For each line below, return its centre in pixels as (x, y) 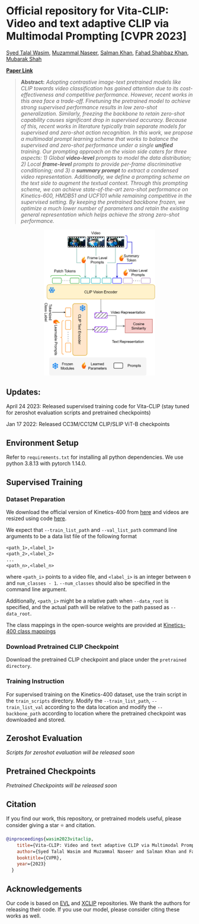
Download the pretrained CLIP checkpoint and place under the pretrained (96, 660)
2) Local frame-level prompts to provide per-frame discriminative (101, 164)
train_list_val (25, 707)
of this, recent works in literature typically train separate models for (103, 126)
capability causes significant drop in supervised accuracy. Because (104, 119)
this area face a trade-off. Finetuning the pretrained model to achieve (105, 101)
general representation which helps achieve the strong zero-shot (100, 215)
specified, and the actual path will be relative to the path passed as (88, 607)
